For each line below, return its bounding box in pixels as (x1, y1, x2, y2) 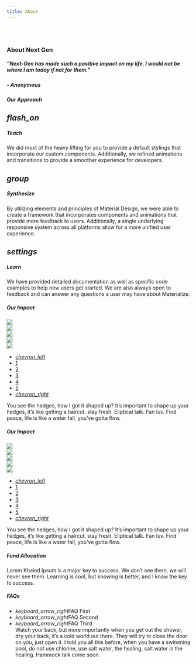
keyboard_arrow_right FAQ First (15, 607, 91, 614)
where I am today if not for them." (6, 66, 91, 73)
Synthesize (6, 190, 35, 197)
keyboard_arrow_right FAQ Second (15, 614, 98, 621)
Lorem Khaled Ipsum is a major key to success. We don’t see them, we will (6, 567, 186, 574)
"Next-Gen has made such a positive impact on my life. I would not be (6, 60, 181, 68)
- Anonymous (6, 81, 41, 88)
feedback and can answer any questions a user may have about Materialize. (6, 290, 190, 297)
